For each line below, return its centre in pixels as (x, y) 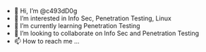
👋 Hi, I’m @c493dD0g (46, 11)
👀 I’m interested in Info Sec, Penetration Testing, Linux (92, 18)
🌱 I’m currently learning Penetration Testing (77, 26)
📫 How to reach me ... (47, 41)
